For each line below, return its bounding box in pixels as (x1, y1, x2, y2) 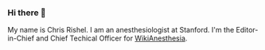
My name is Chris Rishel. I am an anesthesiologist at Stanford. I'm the (7, 25, 235, 35)
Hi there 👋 (7, 7, 47, 18)
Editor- (236, 25, 259, 35)
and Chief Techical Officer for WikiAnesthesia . (36, 33, 188, 43)
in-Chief (7, 33, 35, 43)
